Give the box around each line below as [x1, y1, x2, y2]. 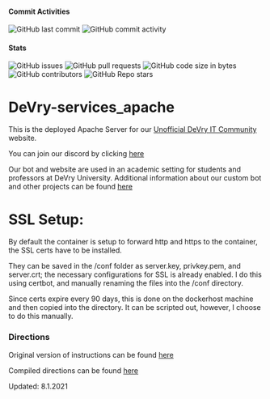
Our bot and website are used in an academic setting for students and [8, 164, 241, 174]
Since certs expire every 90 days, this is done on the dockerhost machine [8, 294, 254, 303]
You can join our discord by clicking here [8, 149, 145, 159]
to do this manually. [8, 312, 74, 321]
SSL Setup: [8, 210, 84, 228]
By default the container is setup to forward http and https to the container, [8, 237, 259, 247]
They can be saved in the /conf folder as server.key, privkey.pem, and [8, 261, 241, 271]
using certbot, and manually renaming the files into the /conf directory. [8, 278, 244, 288]
